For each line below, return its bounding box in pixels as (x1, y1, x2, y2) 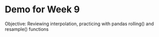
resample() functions (5, 26, 49, 32)
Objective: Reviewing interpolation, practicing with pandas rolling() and (5, 21, 154, 27)
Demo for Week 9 (5, 4, 80, 15)
